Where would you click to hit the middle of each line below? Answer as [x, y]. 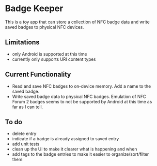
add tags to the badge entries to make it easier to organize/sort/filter [80, 154]
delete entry [24, 133]
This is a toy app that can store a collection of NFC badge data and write [78, 22]
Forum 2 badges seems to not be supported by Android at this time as [82, 101]
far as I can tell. [27, 107]
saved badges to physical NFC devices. [45, 27]
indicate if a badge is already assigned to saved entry [65, 139]
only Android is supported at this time [49, 54]
